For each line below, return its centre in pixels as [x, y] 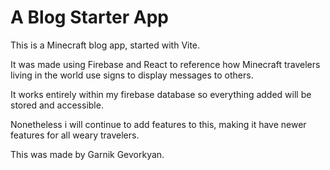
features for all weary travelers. [75, 135]
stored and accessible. [57, 105]
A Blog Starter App [89, 17]
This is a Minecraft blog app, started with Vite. [105, 45]
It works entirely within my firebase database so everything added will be [161, 94]
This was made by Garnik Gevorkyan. [87, 154]
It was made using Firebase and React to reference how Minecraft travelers [165, 64]
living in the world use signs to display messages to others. [132, 75]
